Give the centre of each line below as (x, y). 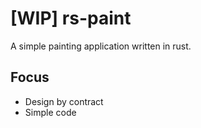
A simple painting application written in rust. (101, 46)
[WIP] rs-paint (71, 18)
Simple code (50, 112)
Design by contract (64, 101)
